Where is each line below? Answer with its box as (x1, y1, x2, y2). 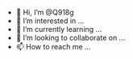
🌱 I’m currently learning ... (15, 25, 102, 33)
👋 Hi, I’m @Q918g (15, 8, 74, 17)
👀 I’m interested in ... (15, 16, 85, 26)
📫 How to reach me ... (15, 42, 91, 51)
